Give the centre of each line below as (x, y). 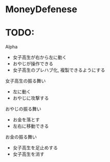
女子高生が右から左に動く (40, 58)
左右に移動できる (31, 126)
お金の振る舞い (21, 137)
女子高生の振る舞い (26, 81)
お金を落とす (26, 120)
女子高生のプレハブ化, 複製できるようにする (59, 70)
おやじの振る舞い (23, 109)
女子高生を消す (28, 154)
